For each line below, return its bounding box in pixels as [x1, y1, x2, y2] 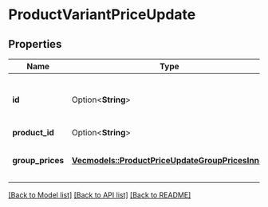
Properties [8, 37, 62, 51]
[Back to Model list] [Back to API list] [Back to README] [8, 190, 191, 200]
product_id [12, 127, 54, 138]
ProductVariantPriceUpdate [8, 6, 196, 24]
